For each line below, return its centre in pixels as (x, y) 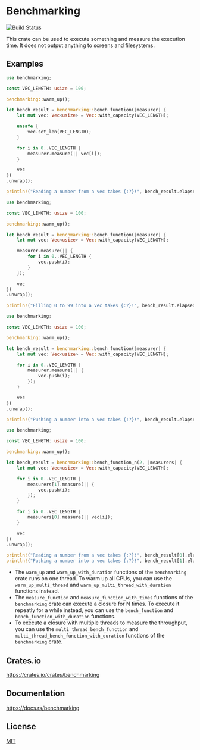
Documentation (36, 694)
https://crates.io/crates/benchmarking (53, 674)
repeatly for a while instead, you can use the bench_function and (94, 610)
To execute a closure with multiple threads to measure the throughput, (101, 623)
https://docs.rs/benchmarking (43, 708)
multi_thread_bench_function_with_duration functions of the (90, 636)
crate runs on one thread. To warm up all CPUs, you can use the (93, 579)
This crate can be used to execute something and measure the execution (96, 39)
